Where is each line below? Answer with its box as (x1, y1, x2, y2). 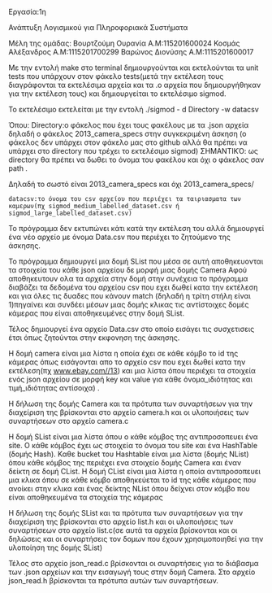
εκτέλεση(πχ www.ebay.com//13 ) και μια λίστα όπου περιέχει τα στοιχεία (8, 366, 256, 375)
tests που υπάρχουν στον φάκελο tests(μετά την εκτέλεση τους (8, 72, 224, 81)
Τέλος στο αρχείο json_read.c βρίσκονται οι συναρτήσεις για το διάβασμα (8, 559, 259, 568)
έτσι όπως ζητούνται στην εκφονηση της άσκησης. (8, 333, 180, 342)
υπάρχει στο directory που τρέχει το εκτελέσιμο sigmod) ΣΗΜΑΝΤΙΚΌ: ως (8, 146, 258, 155)
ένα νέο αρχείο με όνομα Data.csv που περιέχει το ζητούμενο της (8, 232, 231, 242)
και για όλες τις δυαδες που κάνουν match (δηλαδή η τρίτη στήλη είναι (8, 291, 252, 300)
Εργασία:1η (8, 7, 47, 16)
